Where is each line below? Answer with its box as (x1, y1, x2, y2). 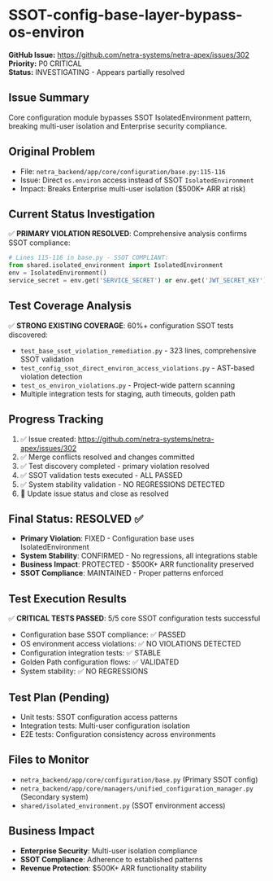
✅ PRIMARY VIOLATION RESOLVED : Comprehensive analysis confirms (8, 229, 248, 239)
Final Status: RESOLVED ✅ (8, 511, 144, 526)
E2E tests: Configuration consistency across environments (19, 729, 216, 739)
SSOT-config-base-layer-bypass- (8, 6, 243, 24)
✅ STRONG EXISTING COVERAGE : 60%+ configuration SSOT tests (8, 320, 234, 331)
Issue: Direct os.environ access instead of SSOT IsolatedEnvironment (19, 175, 254, 185)
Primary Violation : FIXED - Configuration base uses (19, 533, 195, 543)
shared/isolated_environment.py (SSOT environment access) (19, 800, 226, 810)
